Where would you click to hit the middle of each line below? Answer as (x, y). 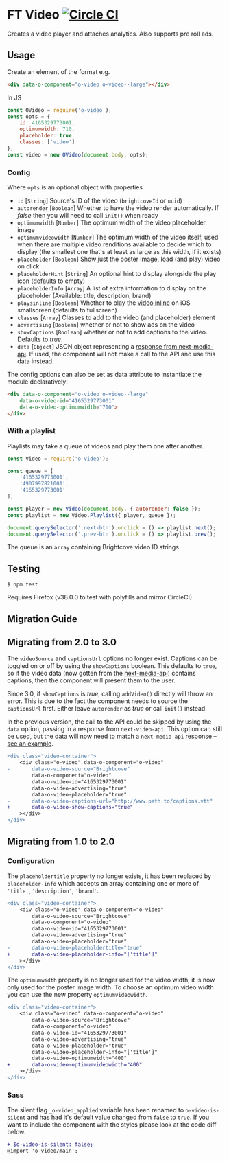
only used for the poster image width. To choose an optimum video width (110, 987)
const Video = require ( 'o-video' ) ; (58, 459)
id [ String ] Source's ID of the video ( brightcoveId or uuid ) (100, 200)
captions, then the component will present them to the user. (92, 680)
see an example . (30, 744)
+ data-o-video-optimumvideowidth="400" (75, 1065)
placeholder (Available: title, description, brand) (84, 295)
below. (16, 1132)
